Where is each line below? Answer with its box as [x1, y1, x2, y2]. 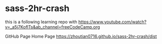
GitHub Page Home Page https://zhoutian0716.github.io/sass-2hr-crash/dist [5, 33, 157, 39]
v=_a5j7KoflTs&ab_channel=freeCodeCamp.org [5, 24, 100, 29]
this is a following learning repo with [5, 19, 78, 25]
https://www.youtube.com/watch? [78, 19, 147, 25]
